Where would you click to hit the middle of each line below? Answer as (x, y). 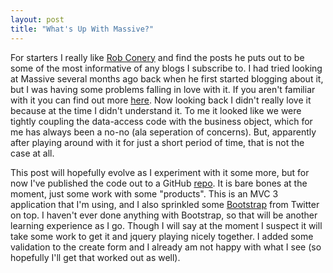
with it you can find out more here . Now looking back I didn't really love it (161, 100)
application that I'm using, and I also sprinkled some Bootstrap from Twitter (165, 204)
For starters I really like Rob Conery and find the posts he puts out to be (157, 57)
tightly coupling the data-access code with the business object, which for (161, 121)
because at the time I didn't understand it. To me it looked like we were (156, 110)
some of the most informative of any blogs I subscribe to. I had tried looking (166, 68)
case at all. (32, 153)
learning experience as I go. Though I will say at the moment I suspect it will (166, 225)
